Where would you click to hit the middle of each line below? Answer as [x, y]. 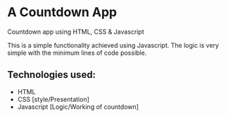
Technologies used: [52, 75]
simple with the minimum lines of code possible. [77, 53]
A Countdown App [62, 12]
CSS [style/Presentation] [54, 99]
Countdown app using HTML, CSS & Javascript [76, 32]
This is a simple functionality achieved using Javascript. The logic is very [113, 45]
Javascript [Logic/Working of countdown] [78, 107]
